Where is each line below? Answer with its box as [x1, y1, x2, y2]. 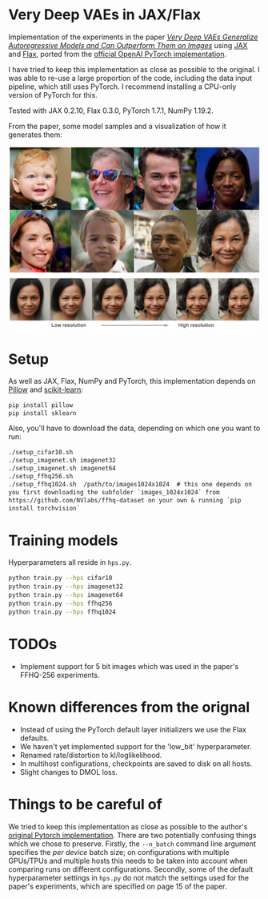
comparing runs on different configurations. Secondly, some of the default [8, 864, 254, 874]
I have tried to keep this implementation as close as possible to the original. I [8, 64, 260, 74]
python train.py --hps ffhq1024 [8, 607, 116, 616]
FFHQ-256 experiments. [19, 670, 100, 679]
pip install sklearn [8, 409, 78, 417]
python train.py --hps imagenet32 [8, 583, 124, 591]
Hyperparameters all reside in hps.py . [8, 558, 132, 567]
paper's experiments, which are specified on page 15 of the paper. [8, 881, 227, 891]
